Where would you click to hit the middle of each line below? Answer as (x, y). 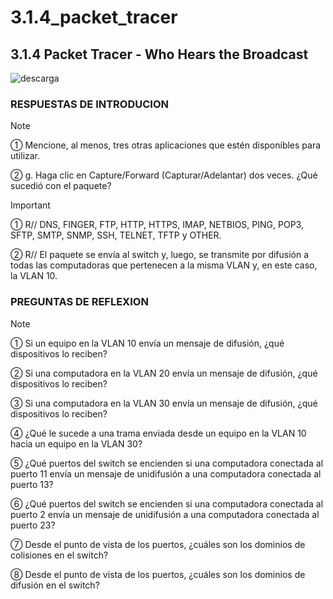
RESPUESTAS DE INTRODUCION (90, 104)
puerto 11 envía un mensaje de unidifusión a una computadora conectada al (166, 473)
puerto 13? (32, 484)
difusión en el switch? (55, 585)
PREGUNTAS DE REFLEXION (79, 302)
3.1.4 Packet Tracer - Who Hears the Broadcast (159, 54)
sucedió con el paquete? (61, 186)
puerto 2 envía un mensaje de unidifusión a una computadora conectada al (165, 514)
